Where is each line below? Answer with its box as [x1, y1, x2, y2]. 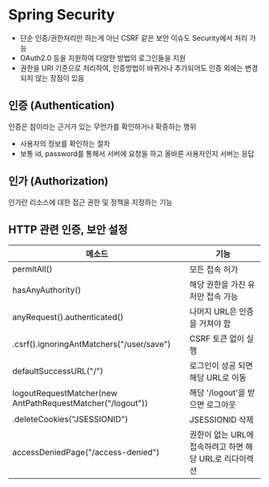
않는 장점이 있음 [34, 73, 85, 83]
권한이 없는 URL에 [189, 429, 255, 441]
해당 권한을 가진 [189, 279, 246, 290]
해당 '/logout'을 [189, 387, 246, 398]
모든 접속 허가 [189, 264, 239, 276]
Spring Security [8, 6, 115, 24]
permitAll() [12, 264, 53, 275]
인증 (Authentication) [8, 99, 115, 113]
